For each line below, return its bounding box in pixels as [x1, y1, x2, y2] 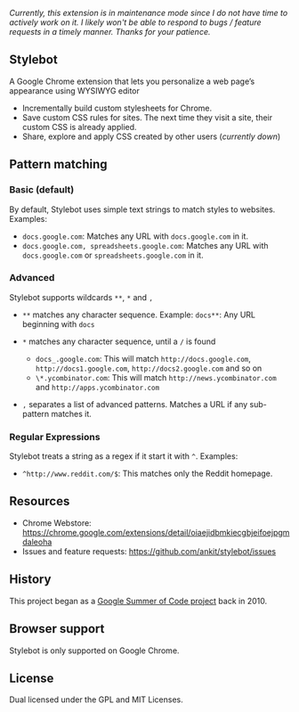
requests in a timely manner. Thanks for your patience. [9, 27, 211, 37]
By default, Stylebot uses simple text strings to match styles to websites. [9, 204, 276, 215]
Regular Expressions [9, 430, 101, 443]
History [9, 572, 52, 587]
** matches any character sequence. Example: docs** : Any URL [21, 309, 256, 320]
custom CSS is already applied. [21, 121, 137, 132]
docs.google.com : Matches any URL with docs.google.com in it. [21, 231, 249, 241]
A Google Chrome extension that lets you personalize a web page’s [9, 76, 255, 86]
